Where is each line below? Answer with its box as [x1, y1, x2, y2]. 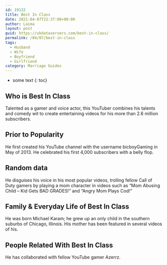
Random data [5, 164, 48, 172]
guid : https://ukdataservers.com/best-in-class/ [5, 31, 109, 36]
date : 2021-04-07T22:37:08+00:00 [5, 17, 75, 22]
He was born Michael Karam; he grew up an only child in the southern [5, 216, 150, 222]
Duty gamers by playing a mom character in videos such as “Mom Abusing [5, 182, 160, 189]
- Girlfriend [10, 59, 37, 64]
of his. [5, 226, 19, 232]
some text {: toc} [12, 77, 48, 83]
